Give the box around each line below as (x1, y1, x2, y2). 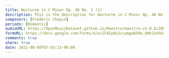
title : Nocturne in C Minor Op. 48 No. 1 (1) (5, 7, 102, 13)
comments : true (5, 36, 37, 41)
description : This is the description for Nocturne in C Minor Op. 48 (5, 12, 156, 17)
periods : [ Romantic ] (5, 21, 49, 27)
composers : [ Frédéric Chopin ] (5, 17, 69, 22)
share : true (5, 40, 30, 45)
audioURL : (5, 26, 26, 31)
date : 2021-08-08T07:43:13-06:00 (5, 45, 75, 50)
